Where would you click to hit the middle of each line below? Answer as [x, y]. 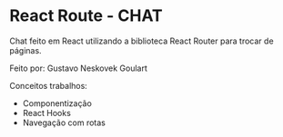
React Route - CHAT [86, 16]
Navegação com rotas [64, 122]
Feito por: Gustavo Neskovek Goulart [78, 68]
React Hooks [46, 113]
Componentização [57, 103]
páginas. [26, 50]
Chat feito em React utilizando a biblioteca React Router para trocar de [142, 41]
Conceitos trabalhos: [49, 85]
